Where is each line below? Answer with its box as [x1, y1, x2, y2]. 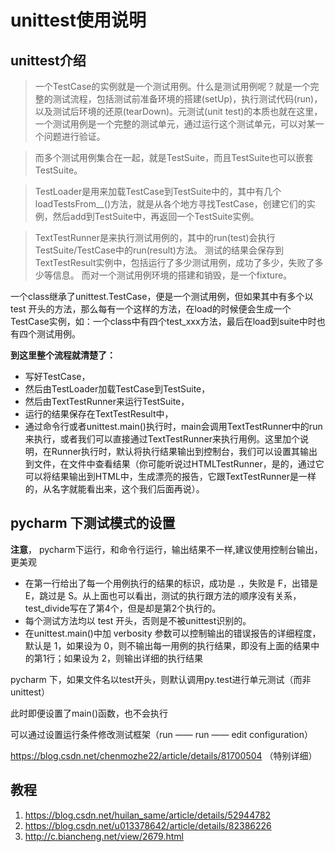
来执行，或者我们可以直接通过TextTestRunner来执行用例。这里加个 [24, 433, 300, 445]
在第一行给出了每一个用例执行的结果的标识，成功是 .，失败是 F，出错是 [24, 577, 318, 589]
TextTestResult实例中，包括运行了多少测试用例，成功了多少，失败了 [34, 257, 315, 268]
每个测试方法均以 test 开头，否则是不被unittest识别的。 [24, 614, 252, 626]
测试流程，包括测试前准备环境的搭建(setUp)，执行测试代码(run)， [52, 93, 323, 105]
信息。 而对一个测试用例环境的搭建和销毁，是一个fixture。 [52, 269, 293, 281]
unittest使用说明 [10, 9, 147, 32]
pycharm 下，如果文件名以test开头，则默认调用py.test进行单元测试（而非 [10, 673, 312, 685]
